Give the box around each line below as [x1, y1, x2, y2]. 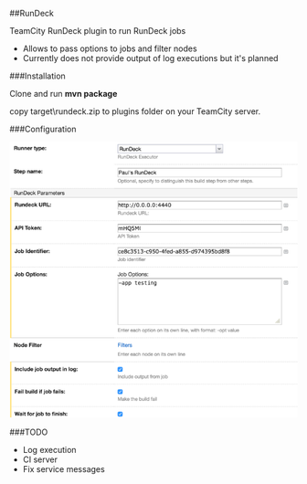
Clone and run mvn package [9, 89, 118, 99]
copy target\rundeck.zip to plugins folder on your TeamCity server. [9, 106, 261, 117]
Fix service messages [22, 464, 105, 475]
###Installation [9, 70, 66, 81]
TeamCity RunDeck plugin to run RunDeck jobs [9, 26, 186, 36]
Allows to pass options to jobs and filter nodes [22, 43, 198, 54]
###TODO [9, 426, 48, 437]
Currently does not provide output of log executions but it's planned [22, 53, 279, 63]
